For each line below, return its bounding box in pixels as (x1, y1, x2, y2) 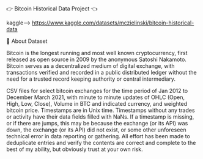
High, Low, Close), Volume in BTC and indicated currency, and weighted (6, 100, 188, 107)
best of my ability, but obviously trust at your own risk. (6, 146, 143, 153)
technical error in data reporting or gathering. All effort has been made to (6, 133, 191, 139)
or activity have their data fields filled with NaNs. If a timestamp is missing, (6, 113, 194, 120)
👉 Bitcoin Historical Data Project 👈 (6, 5, 98, 12)
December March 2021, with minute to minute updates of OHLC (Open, (6, 94, 185, 101)
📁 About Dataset (6, 37, 48, 45)
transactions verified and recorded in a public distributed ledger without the (6, 69, 197, 76)
